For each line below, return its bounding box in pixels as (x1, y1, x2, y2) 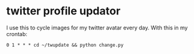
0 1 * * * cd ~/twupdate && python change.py (6, 42, 123, 48)
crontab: (6, 30, 27, 37)
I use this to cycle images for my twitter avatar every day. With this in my (6, 24, 188, 31)
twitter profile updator (6, 4, 120, 18)
